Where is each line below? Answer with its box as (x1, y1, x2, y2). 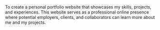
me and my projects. (5, 19, 46, 25)
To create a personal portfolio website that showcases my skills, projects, (5, 4, 152, 10)
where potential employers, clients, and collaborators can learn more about (5, 15, 155, 20)
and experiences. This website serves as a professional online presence (5, 9, 149, 15)
